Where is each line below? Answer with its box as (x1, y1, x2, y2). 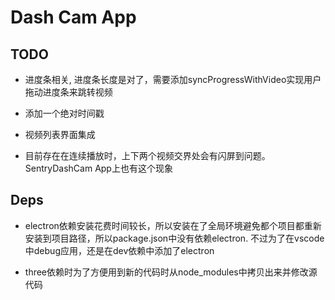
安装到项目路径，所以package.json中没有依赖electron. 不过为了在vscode (24, 232, 325, 244)
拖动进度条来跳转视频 (24, 86, 113, 98)
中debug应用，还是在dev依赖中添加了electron (24, 244, 215, 256)
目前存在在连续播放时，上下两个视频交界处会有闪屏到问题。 (24, 150, 271, 161)
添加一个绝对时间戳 (24, 107, 105, 119)
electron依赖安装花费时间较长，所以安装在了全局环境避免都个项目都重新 (24, 219, 322, 231)
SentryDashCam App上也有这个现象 (24, 162, 173, 174)
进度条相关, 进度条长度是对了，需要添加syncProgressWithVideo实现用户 (24, 74, 322, 85)
